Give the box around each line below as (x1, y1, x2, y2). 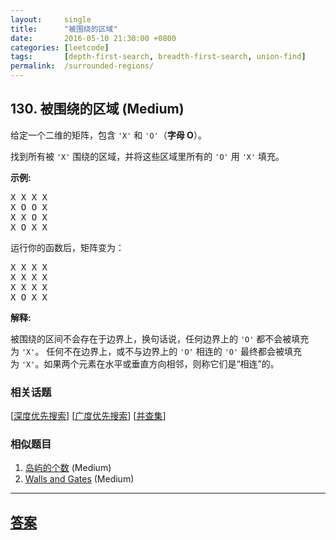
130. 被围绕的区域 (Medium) (10, 101, 185, 118)
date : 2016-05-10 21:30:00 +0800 (10, 33, 177, 43)
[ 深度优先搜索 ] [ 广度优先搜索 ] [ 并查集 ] (10, 410, 167, 422)
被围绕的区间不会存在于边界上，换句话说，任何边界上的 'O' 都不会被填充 (10, 332, 310, 345)
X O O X (10, 201, 48, 213)
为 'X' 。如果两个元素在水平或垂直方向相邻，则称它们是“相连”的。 (10, 357, 280, 370)
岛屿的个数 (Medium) (24, 462, 112, 474)
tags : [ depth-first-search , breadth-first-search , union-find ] (10, 52, 307, 62)
